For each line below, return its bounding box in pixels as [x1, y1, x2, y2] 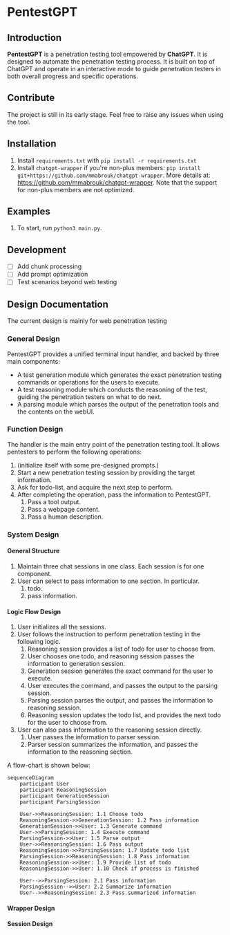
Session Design [7, 920, 53, 928]
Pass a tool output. [27, 497, 82, 506]
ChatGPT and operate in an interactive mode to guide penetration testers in [7, 65, 221, 73]
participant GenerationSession [19, 793, 110, 799]
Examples [7, 205, 50, 218]
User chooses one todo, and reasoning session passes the [27, 652, 195, 660]
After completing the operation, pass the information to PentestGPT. [17, 490, 211, 499]
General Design [7, 334, 60, 344]
